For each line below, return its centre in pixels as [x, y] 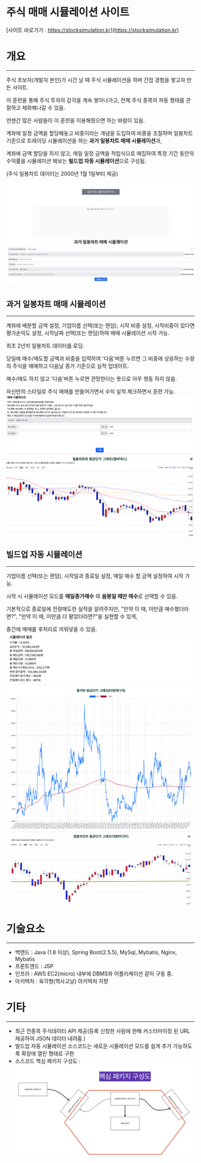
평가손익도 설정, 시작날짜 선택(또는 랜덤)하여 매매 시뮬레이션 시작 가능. [88, 333]
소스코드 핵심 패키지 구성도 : [48, 1061]
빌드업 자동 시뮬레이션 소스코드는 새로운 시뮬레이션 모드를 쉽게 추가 [93, 1046]
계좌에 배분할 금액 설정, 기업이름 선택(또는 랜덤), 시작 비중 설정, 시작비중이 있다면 [100, 325]
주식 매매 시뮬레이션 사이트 [68, 12]
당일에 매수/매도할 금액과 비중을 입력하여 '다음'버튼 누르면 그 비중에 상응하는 [95, 358]
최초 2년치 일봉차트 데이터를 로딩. [45, 345]
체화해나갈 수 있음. [44, 107]
